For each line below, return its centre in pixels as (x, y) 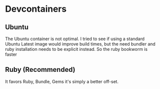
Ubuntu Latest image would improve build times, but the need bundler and (80, 44)
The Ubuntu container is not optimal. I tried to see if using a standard (75, 39)
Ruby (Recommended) (40, 70)
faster (11, 54)
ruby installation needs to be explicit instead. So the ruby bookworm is (76, 49)
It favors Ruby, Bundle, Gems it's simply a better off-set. (62, 81)
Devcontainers (36, 9)
